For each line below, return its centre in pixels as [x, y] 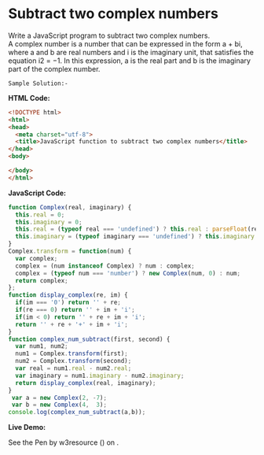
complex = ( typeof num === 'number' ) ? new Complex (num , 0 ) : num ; [128, 273]
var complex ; [37, 258]
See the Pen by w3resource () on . [64, 442]
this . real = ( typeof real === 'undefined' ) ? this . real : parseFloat [131, 229]
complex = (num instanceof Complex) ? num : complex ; [105, 266]
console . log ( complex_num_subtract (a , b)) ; [77, 412]
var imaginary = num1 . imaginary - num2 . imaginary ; [100, 375]
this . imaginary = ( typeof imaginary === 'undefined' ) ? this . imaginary [135, 237]
